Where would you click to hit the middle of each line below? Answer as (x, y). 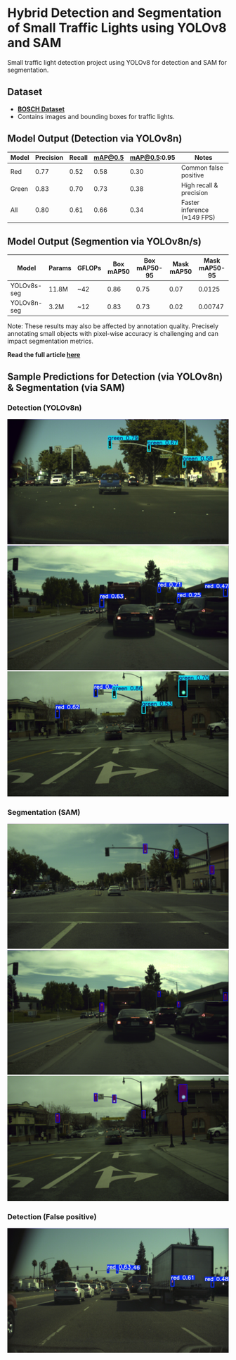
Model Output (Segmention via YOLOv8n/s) (104, 241)
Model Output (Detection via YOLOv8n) (95, 139)
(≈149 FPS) (198, 217)
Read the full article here (44, 354)
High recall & (200, 185)
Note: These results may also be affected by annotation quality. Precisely (113, 326)
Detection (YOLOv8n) (45, 408)
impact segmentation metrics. (50, 341)
